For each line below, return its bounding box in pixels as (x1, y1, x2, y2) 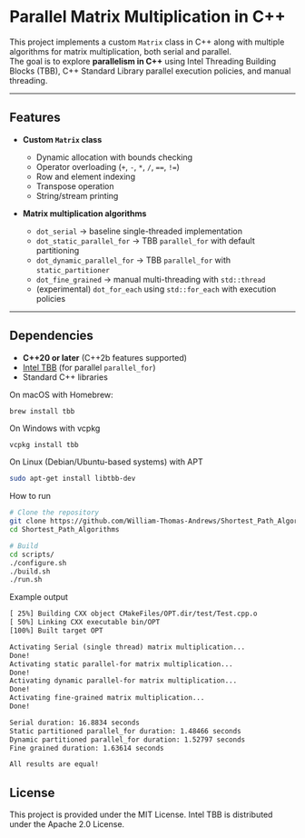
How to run (9, 491, 52, 502)
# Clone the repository (9, 508, 100, 517)
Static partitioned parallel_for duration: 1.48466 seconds (9, 726, 242, 735)
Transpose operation (35, 180, 114, 192)
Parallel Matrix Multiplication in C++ (9, 6, 286, 27)
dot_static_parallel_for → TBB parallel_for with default (35, 234, 256, 246)
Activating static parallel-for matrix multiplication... (9, 659, 233, 669)
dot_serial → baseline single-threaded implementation (35, 225, 243, 236)
